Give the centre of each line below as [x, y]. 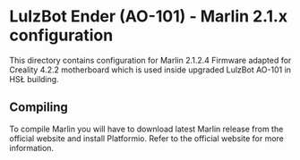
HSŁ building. [34, 79]
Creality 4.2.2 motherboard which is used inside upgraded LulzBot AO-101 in [150, 70]
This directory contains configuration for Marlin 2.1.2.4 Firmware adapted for [150, 60]
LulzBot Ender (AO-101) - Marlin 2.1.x [149, 17]
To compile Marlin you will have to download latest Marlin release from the [146, 129]
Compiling [39, 108]
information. [32, 147]
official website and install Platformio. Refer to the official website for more [146, 138]
